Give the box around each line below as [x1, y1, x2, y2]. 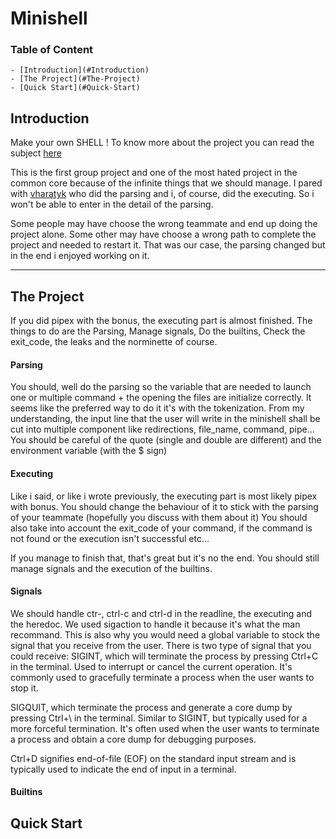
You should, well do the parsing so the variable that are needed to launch [10, 381, 312, 393]
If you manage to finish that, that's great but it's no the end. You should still [10, 552, 320, 564]
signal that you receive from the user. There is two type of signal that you [10, 639, 312, 651]
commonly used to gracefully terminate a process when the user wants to [10, 671, 315, 683]
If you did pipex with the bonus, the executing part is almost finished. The [10, 315, 313, 327]
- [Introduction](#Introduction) [10, 65, 150, 76]
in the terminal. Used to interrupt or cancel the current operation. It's [10, 660, 293, 672]
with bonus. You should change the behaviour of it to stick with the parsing [10, 500, 319, 512]
